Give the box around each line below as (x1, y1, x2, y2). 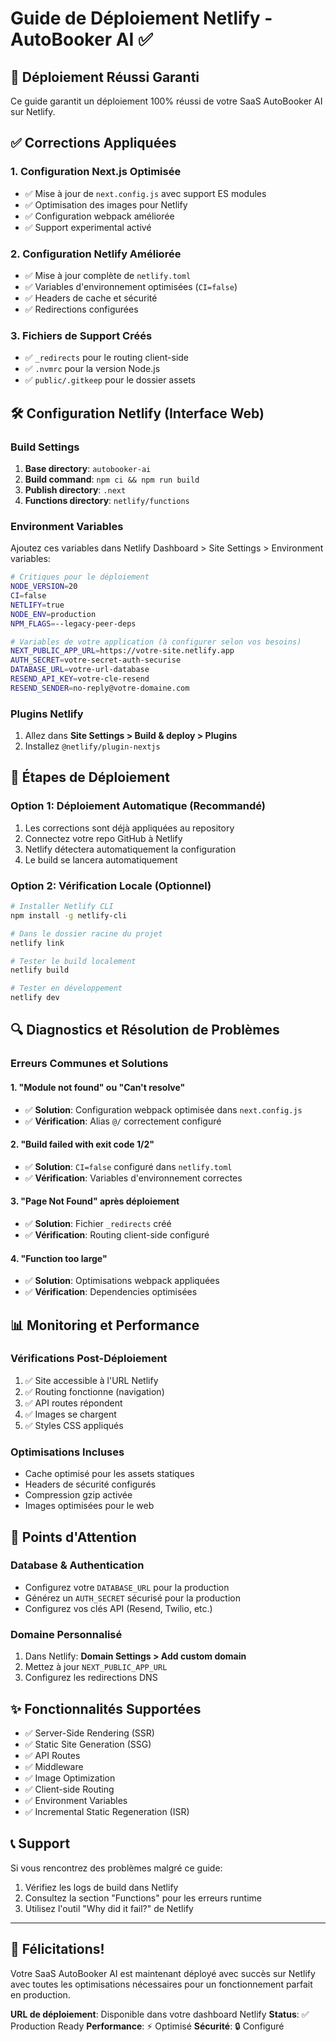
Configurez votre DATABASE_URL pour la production (24, 1581, 230, 1593)
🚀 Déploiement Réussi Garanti (10, 68, 200, 86)
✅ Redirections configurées (24, 303, 139, 315)
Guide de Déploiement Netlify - (10, 7, 273, 30)
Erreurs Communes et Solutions (10, 1057, 169, 1071)
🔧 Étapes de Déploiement (10, 769, 170, 786)
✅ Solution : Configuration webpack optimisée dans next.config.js (24, 1103, 303, 1116)
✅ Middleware (24, 1760, 84, 1772)
